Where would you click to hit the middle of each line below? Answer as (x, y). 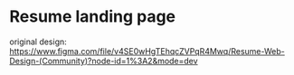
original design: (38, 42)
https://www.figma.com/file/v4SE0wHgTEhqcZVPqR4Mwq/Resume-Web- (147, 51)
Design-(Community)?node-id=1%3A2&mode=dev (104, 61)
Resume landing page (93, 17)
